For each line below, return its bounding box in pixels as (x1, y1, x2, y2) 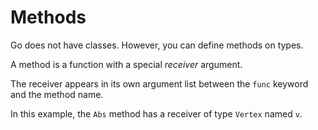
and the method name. (10, 88, 104, 100)
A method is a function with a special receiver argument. (10, 58, 243, 70)
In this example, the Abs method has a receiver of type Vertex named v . (10, 107, 303, 120)
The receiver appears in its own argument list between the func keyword (10, 77, 309, 90)
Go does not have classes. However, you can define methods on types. (10, 39, 304, 51)
